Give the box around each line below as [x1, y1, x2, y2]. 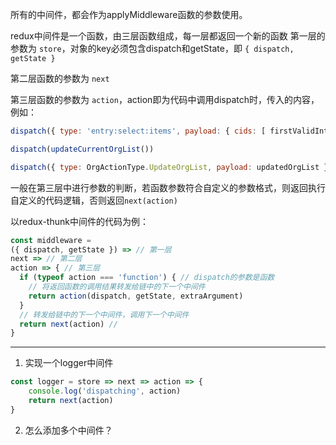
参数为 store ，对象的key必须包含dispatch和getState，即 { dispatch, [10, 43, 295, 54]
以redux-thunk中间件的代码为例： [10, 215, 149, 227]
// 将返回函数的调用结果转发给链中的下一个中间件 [28, 282, 206, 292]
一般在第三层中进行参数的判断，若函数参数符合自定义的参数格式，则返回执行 [10, 181, 326, 193]
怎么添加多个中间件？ [24, 424, 113, 436]
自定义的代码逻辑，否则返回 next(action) [10, 194, 178, 206]
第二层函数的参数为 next [10, 73, 110, 84]
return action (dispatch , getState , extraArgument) [28, 291, 244, 301]
